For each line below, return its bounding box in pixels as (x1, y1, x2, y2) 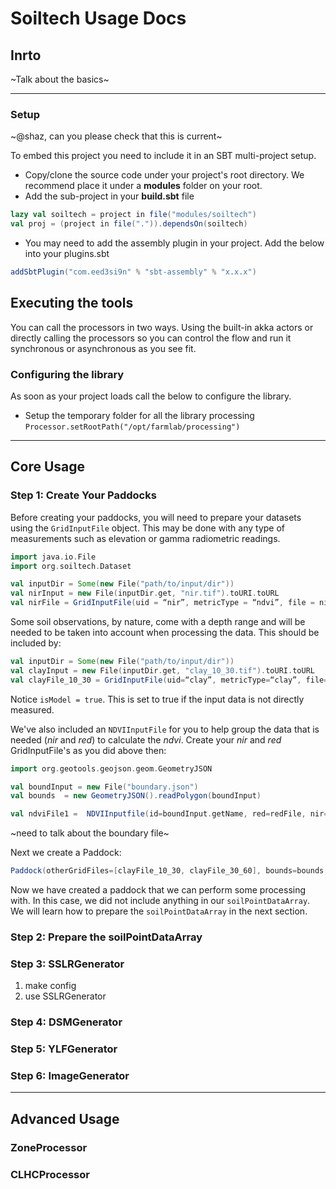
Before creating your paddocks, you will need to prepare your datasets (10, 511, 302, 523)
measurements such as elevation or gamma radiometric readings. (10, 532, 281, 544)
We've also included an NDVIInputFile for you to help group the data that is (10, 723, 320, 735)
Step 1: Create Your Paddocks (10, 488, 157, 502)
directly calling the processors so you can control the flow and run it (10, 332, 292, 344)
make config (24, 980, 77, 992)
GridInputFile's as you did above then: (10, 744, 167, 756)
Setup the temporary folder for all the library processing (24, 410, 255, 422)
